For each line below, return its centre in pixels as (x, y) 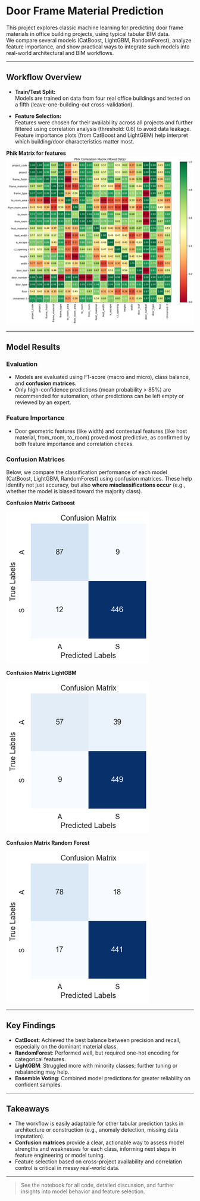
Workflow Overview (44, 77)
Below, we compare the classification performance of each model (87, 472)
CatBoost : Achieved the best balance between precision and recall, (98, 1040)
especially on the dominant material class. (66, 1046)
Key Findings (31, 1026)
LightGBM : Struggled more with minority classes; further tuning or (96, 1065)
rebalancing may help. (42, 1072)
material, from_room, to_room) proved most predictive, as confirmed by (102, 437)
